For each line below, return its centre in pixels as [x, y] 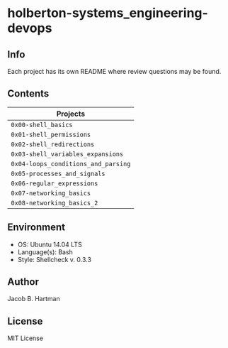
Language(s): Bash [45, 252]
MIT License [25, 338]
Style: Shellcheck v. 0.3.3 [55, 259]
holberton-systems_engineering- [108, 13]
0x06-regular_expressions [55, 183]
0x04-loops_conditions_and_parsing [71, 164]
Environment [36, 228]
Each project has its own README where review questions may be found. [114, 71]
